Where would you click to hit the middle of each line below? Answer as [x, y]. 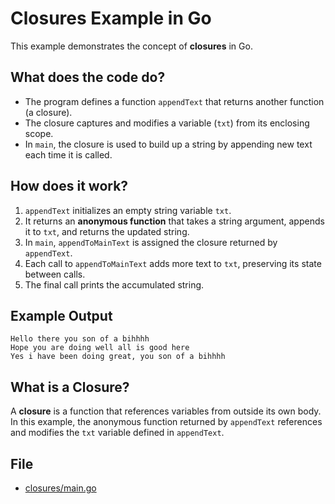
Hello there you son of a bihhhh [80, 339]
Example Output [61, 315]
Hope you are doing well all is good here [100, 348]
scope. [39, 133]
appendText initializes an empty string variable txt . [128, 210]
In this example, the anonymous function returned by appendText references [166, 422]
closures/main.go [60, 488]
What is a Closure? [70, 387]
